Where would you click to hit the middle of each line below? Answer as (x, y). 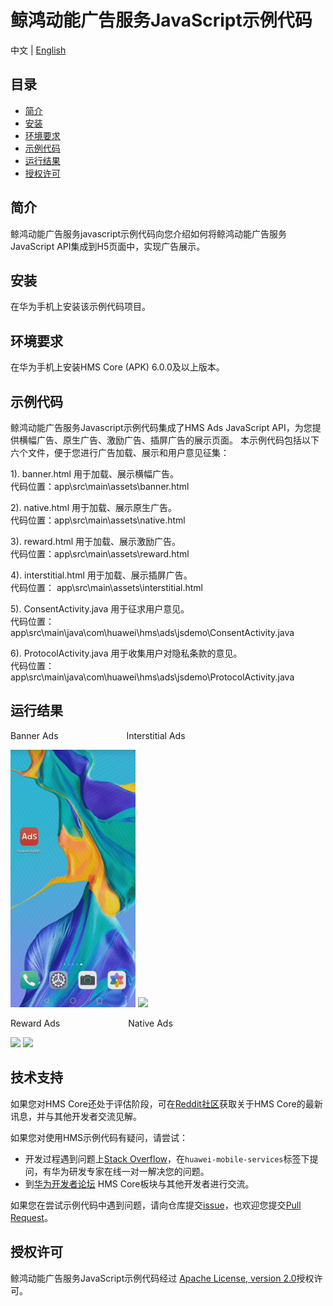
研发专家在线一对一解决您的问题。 (139, 1171)
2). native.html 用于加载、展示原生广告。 (93, 507)
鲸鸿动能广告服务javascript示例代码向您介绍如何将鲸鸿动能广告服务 (149, 233)
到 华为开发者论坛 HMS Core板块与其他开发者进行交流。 (139, 1183)
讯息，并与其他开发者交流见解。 (76, 1116)
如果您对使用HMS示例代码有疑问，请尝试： (99, 1137)
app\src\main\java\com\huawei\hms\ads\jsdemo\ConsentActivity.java (152, 632)
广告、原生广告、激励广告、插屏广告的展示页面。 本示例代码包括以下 (178, 440)
